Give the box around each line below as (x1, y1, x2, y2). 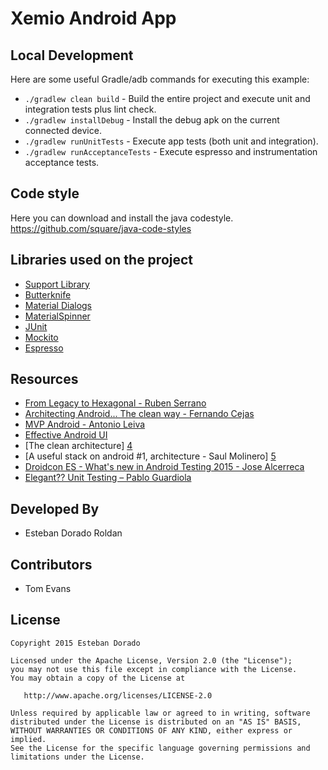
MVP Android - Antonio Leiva (24, 418, 146, 431)
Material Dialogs (24, 299, 93, 311)
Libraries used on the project (10, 252, 194, 269)
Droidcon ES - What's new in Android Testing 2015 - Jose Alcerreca (24, 461, 305, 473)
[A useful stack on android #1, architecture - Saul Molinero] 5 (24, 450, 277, 462)
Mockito (24, 331, 59, 343)
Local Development (10, 47, 134, 64)
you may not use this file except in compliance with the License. (10, 664, 298, 674)
